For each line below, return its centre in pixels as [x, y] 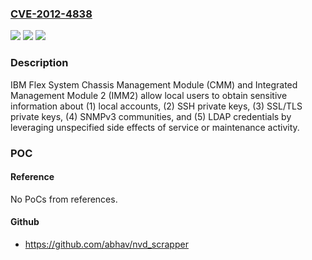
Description [39, 63]
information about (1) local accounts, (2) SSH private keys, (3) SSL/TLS [156, 106]
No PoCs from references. [64, 199]
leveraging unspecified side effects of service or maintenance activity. [155, 127]
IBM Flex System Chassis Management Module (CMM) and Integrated [154, 84]
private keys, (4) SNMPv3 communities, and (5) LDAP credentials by [151, 116]
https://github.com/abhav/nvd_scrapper [106, 244]
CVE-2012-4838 [51, 14]
